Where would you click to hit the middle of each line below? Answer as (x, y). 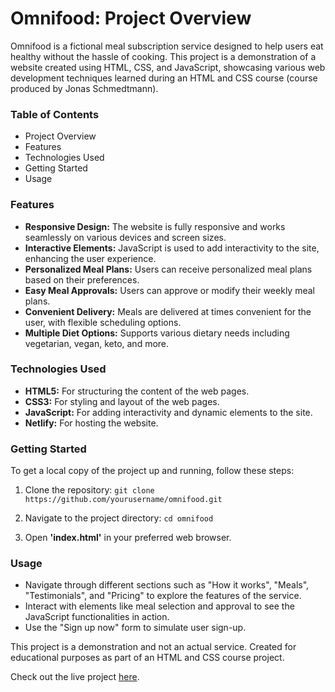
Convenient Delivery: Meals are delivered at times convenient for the (168, 311)
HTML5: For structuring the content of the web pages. (137, 391)
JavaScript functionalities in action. (97, 617)
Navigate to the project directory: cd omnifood (119, 518)
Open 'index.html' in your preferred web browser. (128, 538)
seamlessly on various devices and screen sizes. (125, 237)
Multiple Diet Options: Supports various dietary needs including (157, 333)
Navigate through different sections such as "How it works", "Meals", (167, 585)
